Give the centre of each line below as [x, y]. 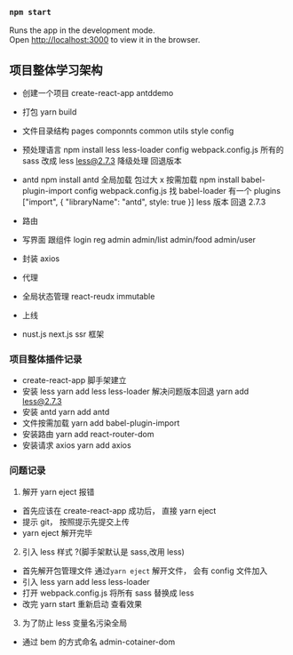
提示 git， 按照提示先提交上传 [76, 522]
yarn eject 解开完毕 [57, 532]
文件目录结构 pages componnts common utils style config [128, 131]
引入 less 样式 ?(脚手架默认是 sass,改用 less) [103, 551]
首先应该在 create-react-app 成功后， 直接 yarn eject [119, 510]
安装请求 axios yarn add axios [76, 445]
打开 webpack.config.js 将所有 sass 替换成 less [108, 593]
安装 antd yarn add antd [66, 412]
